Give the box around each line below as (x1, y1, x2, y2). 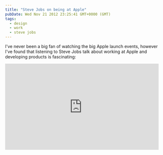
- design (9, 21, 27, 26)
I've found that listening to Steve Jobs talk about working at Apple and (5, 49, 147, 54)
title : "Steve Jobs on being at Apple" (5, 7, 87, 12)
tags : (5, 16, 16, 21)
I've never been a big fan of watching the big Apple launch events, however (5, 44, 158, 49)
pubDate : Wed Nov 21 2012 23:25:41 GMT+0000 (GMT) (5, 12, 111, 17)
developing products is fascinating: (5, 54, 76, 59)
